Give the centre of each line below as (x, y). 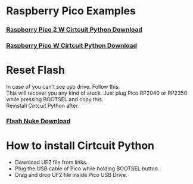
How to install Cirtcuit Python (80, 146)
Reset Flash (36, 70)
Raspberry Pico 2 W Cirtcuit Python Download (74, 30)
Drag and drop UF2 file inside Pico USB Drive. (71, 174)
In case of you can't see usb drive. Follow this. (63, 86)
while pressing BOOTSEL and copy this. (55, 99)
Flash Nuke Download (38, 121)
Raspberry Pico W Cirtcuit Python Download (72, 46)
